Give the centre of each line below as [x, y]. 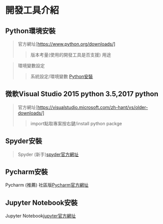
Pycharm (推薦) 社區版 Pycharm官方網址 [47, 185]
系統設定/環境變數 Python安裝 [62, 76]
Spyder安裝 [24, 141]
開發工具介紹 [32, 10]
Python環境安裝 [31, 31]
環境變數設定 [31, 66]
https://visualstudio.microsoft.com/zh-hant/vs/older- [93, 107]
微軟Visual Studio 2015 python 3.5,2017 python [82, 94]
